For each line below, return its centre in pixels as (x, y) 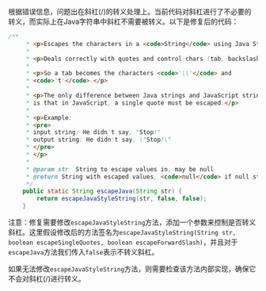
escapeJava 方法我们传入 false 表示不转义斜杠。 (84, 252)
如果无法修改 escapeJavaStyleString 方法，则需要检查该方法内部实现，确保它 (132, 269)
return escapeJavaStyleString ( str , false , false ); (122, 199)
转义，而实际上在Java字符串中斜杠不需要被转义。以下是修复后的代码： (123, 21)
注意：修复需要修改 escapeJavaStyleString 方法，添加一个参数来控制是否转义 (132, 222)
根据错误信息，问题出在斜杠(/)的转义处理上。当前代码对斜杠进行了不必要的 (130, 11)
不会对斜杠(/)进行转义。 (47, 279)
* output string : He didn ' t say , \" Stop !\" (99, 140)
